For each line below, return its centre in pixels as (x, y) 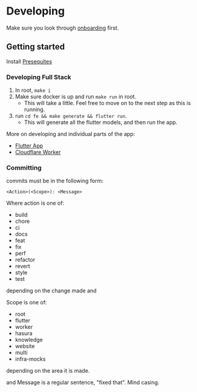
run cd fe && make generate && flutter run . (71, 116)
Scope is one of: (27, 303)
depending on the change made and (51, 291)
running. (34, 109)
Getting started (36, 47)
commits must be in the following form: (55, 181)
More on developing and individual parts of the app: (71, 134)
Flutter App (29, 146)
